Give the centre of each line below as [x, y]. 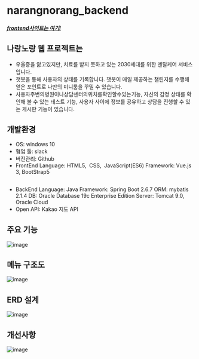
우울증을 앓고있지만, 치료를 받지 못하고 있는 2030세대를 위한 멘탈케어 [96, 64]
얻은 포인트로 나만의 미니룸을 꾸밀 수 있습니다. [69, 87]
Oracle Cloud [32, 202]
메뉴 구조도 [26, 265]
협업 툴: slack [31, 151]
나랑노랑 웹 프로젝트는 [45, 49]
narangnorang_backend [68, 10]
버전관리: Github [35, 159]
